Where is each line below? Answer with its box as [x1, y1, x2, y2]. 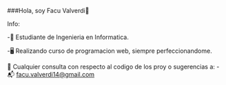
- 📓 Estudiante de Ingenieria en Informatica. [7, 33, 129, 41]
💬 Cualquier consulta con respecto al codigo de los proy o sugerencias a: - [7, 62, 220, 71]
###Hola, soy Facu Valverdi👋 [7, 7, 90, 14]
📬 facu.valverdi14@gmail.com [7, 71, 95, 78]
